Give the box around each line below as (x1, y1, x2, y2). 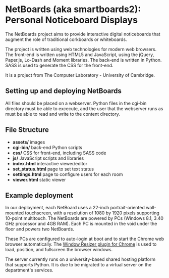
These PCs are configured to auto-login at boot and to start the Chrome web (5, 236, 164, 242)
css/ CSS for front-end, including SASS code (12, 150, 106, 156)
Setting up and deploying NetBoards (5, 87, 122, 96)
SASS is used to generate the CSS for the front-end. (5, 62, 114, 68)
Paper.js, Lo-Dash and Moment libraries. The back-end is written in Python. (5, 57, 162, 63)
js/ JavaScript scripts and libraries (12, 155, 84, 161)
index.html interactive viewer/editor (12, 160, 88, 166)
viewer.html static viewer (12, 176, 66, 182)
